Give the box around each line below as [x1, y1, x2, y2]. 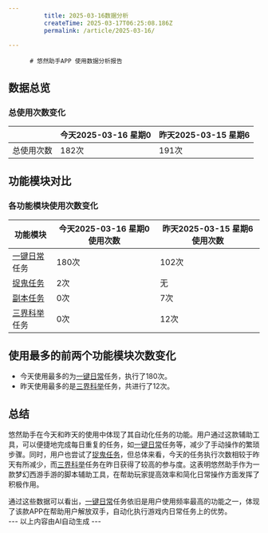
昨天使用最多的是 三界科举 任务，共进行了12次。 [19, 381, 175, 391]
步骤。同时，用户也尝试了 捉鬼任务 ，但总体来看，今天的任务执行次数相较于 [8, 450, 253, 460]
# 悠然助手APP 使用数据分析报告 [29, 57, 123, 65]
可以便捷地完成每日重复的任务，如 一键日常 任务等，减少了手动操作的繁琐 [22, 440, 260, 449]
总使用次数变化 [8, 107, 66, 118]
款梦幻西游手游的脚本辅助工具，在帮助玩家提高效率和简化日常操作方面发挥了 [8, 470, 260, 480]
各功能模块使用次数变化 [8, 200, 98, 211]
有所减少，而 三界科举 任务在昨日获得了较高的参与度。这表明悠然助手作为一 [14, 460, 260, 469]
